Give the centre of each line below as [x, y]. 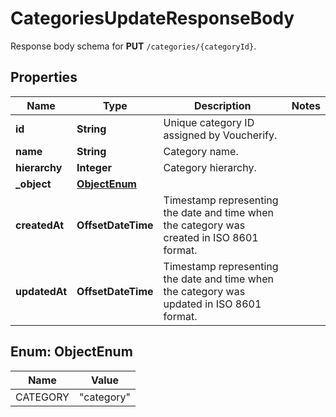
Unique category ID [209, 122]
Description [222, 105]
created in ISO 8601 [211, 237]
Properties [44, 77]
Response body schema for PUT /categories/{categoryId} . [133, 46]
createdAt [40, 225]
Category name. [201, 151]
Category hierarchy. [210, 167]
